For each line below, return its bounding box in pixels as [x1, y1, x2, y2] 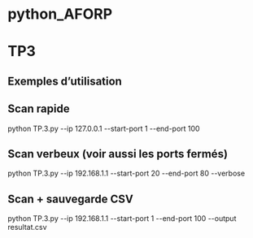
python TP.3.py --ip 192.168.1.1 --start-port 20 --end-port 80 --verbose [7, 168, 246, 179]
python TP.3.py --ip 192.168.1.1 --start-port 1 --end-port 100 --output [7, 214, 237, 223]
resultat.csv [7, 223, 47, 232]
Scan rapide [7, 102, 70, 116]
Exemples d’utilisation [7, 74, 123, 88]
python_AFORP [7, 5, 113, 24]
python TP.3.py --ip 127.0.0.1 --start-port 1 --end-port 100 [7, 123, 200, 133]
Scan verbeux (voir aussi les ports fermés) [7, 147, 229, 161]
